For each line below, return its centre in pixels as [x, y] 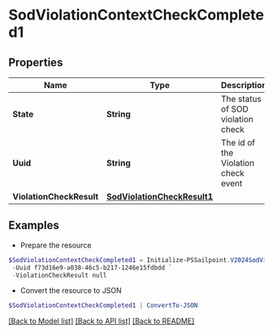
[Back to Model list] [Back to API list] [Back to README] [102, 321]
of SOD [235, 109]
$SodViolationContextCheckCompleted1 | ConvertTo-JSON [103, 306]
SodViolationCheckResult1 [160, 197]
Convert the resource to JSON [71, 291]
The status [241, 99]
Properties [36, 62]
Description [244, 85]
